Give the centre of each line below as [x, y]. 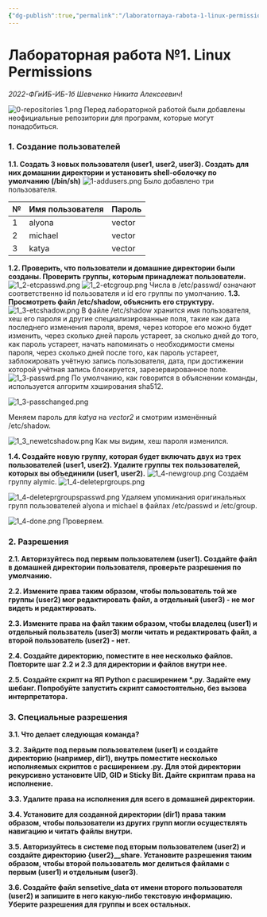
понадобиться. [33, 126]
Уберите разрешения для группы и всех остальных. [99, 904]
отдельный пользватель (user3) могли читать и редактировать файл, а [133, 632]
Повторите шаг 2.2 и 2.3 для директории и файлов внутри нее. [118, 664]
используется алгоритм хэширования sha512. [86, 386]
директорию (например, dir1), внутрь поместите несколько [113, 758]
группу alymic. [33, 481]
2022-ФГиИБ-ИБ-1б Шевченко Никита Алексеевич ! [95, 94]
